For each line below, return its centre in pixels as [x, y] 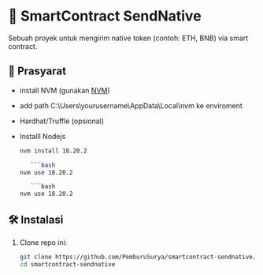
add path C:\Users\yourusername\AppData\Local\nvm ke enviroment [131, 105]
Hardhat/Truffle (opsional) [62, 121]
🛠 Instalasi [36, 219]
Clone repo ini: [43, 242]
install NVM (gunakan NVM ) [65, 90]
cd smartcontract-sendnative [67, 264]
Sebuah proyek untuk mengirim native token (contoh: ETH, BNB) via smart [128, 38]
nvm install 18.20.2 [53, 151]
